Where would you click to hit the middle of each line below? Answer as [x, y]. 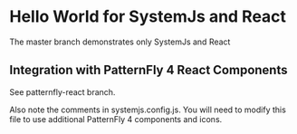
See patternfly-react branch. [62, 91]
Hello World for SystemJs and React [148, 17]
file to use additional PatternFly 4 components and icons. [116, 119]
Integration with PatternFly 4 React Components [148, 70]
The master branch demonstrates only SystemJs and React [120, 42]
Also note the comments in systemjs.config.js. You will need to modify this [148, 110]
